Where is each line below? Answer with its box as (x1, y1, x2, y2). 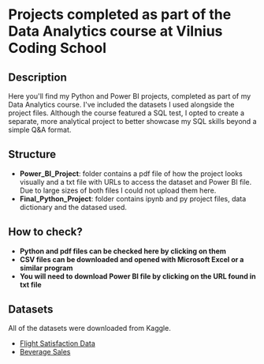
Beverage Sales (19, 347, 71, 357)
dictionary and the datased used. (19, 202, 128, 212)
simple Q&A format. (8, 125, 72, 134)
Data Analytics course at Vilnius (8, 22, 223, 40)
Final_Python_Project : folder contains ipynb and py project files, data (19, 193, 247, 203)
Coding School (8, 39, 107, 57)
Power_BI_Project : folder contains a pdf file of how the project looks (19, 168, 243, 178)
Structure (8, 148, 57, 161)
